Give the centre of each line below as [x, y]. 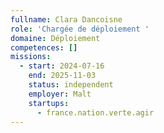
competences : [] [44, 47]
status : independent [71, 85]
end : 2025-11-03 [62, 76]
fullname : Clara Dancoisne [66, 19]
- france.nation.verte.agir [95, 112]
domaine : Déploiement [55, 38]
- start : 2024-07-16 [62, 66]
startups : [49, 103]
